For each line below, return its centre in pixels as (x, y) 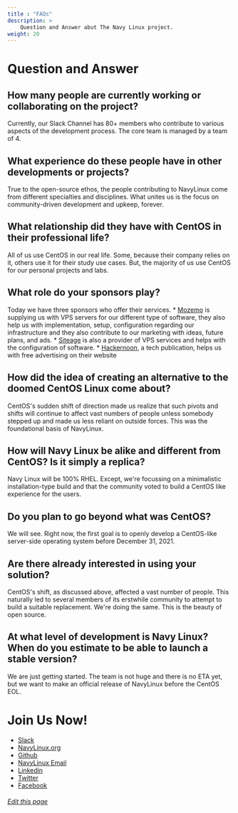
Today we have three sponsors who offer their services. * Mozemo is (109, 310)
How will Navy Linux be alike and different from (114, 450)
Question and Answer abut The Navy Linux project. (97, 27)
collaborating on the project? (73, 106)
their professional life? (58, 238)
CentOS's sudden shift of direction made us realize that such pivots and (113, 406)
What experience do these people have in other (115, 161)
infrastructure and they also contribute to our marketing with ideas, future (115, 332)
